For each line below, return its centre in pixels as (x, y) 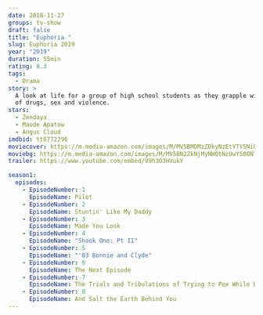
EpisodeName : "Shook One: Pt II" (83, 241)
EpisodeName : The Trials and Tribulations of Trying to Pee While (139, 284)
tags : (17, 74)
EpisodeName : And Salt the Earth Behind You (103, 299)
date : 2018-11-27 (36, 15)
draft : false (29, 30)
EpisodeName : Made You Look (75, 226)
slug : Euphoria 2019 (42, 45)
